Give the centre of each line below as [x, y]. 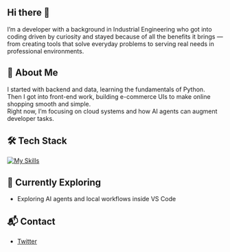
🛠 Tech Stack [37, 141]
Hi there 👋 [28, 13]
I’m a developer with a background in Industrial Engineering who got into [110, 29]
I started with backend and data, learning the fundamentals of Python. [106, 89]
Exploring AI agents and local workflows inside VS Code [96, 199]
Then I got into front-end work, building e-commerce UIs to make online [109, 96]
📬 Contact [31, 221]
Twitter [27, 242]
